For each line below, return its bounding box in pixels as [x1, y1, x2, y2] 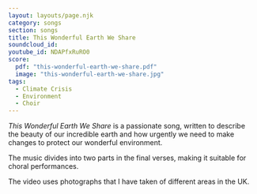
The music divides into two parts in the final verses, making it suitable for [8, 153, 247, 162]
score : [8, 56, 30, 64]
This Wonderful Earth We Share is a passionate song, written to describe [8, 121, 246, 131]
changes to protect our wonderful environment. [8, 138, 163, 147]
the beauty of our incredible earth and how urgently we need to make [8, 129, 235, 139]
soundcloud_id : [8, 41, 59, 49]
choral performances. [8, 162, 79, 171]
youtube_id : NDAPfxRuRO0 [8, 48, 90, 56]
